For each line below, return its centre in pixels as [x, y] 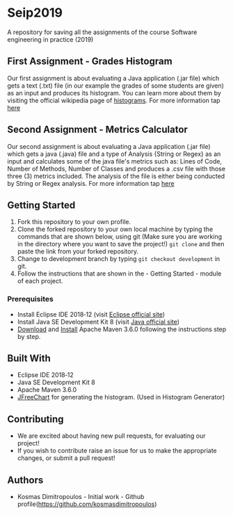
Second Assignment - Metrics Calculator [97, 130]
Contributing [35, 419]
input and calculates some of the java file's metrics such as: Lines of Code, [115, 161]
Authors [25, 480]
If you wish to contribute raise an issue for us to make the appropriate [117, 451]
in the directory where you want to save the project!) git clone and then [121, 244]
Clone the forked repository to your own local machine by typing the [115, 229]
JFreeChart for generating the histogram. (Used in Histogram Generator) [121, 397]
